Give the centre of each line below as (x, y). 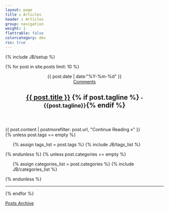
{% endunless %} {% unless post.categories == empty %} (66, 154)
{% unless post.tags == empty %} (40, 135)
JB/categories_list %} (35, 169)
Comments (84, 81)
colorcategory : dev (26, 38)
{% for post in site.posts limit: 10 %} (42, 66)
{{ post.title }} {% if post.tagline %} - (84, 98)
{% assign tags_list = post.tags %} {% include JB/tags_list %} (76, 145)
